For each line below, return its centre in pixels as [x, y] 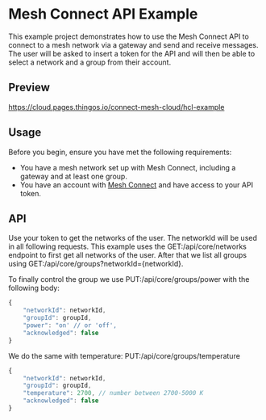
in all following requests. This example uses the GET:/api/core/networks [128, 246]
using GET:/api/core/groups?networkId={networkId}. [96, 264]
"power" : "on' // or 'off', [70, 325]
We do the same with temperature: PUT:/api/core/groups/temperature [124, 355]
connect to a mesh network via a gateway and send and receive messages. [134, 44]
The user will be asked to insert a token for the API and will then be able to [132, 53]
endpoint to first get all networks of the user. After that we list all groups [128, 255]
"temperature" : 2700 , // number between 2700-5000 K [113, 393]
